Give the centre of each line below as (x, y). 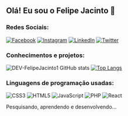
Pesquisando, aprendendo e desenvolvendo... (61, 107)
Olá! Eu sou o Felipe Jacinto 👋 (61, 11)
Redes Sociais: (27, 27)
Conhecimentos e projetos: (45, 55)
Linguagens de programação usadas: (60, 83)
